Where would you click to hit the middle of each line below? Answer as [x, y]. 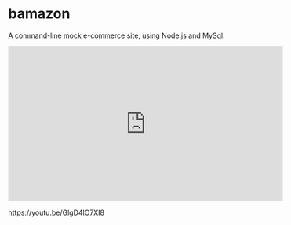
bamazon [39, 14]
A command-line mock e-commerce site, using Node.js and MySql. [116, 35]
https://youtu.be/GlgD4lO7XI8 [56, 212]
